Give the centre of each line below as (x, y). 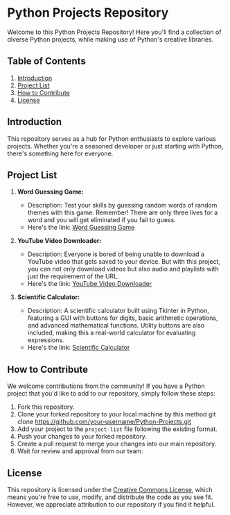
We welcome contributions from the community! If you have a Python (106, 386)
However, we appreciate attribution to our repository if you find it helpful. (111, 504)
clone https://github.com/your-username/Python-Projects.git (104, 422)
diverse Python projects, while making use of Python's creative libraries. (110, 39)
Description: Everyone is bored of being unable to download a (116, 254)
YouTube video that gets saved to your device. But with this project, (124, 262)
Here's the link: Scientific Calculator (79, 348)
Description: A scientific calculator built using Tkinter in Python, (118, 311)
